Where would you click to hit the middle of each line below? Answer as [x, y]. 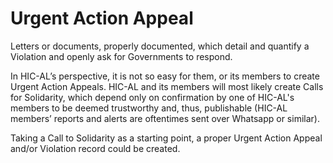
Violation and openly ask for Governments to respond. [121, 56]
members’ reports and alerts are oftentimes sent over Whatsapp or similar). [165, 118]
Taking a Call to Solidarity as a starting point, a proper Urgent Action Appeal [166, 138]
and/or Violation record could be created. [95, 148]
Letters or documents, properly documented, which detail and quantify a [160, 46]
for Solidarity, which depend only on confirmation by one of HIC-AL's [152, 97]
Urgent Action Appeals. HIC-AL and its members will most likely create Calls [167, 86]
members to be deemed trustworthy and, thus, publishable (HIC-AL [149, 108]
